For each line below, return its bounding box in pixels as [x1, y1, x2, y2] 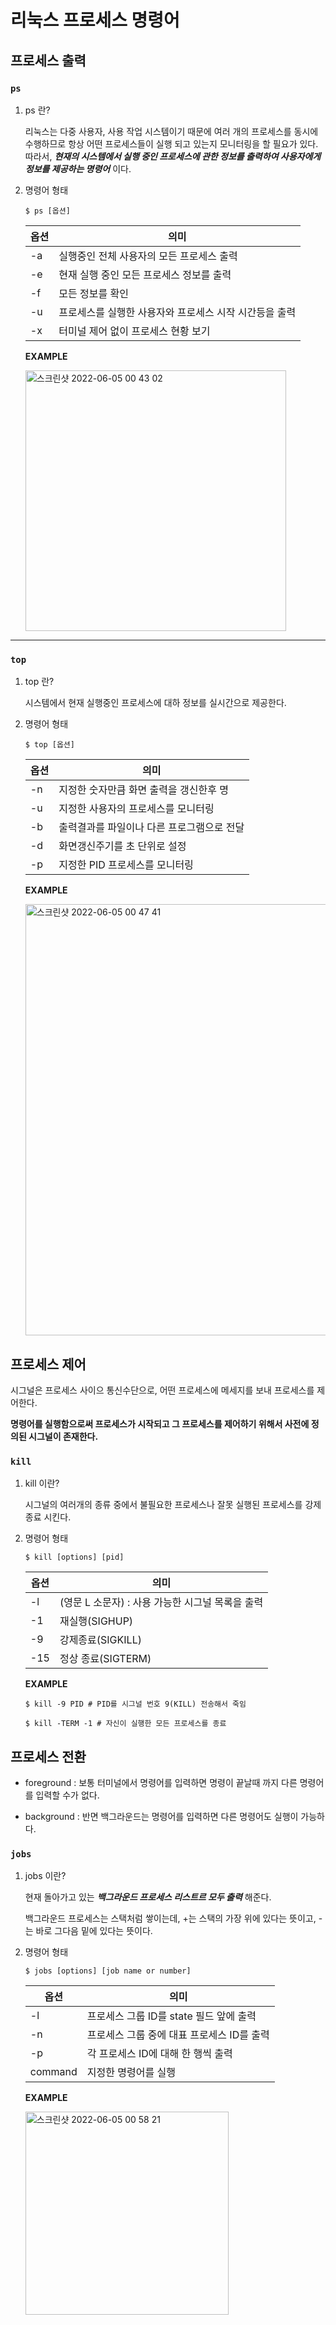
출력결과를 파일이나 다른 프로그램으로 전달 [58, 821, 245, 835]
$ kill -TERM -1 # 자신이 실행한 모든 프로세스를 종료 [24, 1719, 227, 1729]
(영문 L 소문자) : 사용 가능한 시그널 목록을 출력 [59, 1596, 264, 1610]
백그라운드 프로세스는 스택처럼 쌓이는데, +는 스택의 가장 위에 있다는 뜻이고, [24, 1912, 317, 1925]
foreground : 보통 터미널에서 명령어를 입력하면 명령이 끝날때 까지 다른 [24, 1777, 298, 1789]
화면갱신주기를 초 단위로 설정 [58, 839, 187, 853]
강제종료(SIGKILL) [59, 1633, 142, 1647]
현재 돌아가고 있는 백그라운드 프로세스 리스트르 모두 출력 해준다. [24, 1891, 272, 1903]
